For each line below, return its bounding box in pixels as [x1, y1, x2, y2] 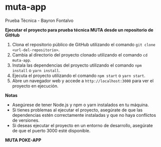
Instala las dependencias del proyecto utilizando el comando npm [12, 62, 142, 68]
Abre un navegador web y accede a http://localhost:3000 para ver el [12, 77, 154, 84]
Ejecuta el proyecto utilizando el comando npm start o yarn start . [12, 73, 145, 78]
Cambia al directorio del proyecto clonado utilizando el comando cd [12, 52, 148, 57]
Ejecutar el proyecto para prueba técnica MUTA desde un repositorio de [5, 27, 154, 33]
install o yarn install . [12, 67, 60, 73]
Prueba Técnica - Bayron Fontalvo [5, 18, 74, 23]
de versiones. [12, 117, 40, 123]
